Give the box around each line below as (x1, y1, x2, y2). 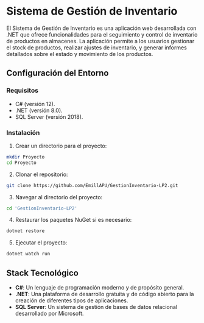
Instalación (6, 128, 40, 137)
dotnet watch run (6, 251, 51, 257)
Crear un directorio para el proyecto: (15, 142, 107, 149)
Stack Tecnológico (6, 268, 79, 278)
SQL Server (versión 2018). (15, 113, 83, 120)
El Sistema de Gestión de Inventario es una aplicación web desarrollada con (6, 24, 197, 32)
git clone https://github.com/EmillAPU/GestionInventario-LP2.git (6, 182, 178, 188)
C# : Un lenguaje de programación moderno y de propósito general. (15, 283, 185, 291)
